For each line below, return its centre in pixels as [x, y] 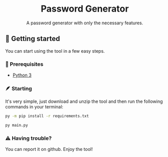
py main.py [17, 125]
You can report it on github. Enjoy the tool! [49, 149]
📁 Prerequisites [24, 64]
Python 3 [22, 75]
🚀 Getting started [33, 39]
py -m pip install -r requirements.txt [47, 116]
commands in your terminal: [34, 107]
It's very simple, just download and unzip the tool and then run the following [84, 101]
